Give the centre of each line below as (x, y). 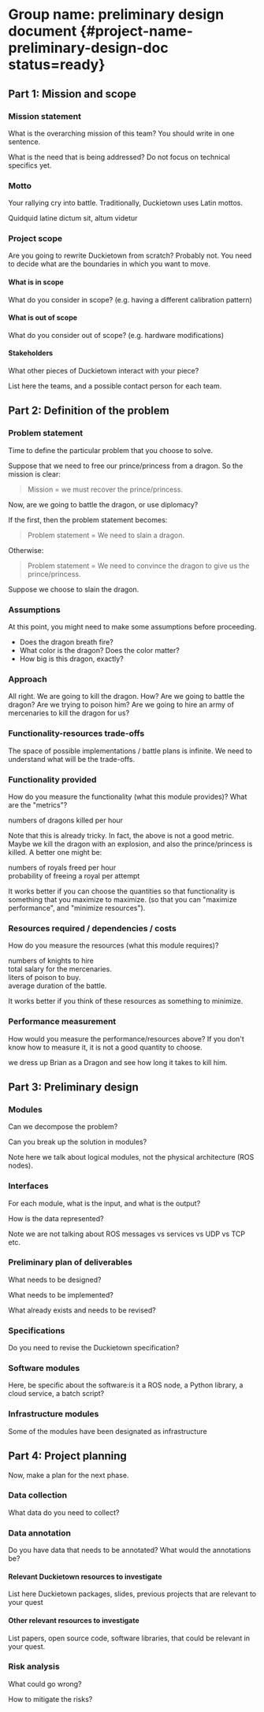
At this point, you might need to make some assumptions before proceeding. (132, 627)
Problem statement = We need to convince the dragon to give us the (138, 566)
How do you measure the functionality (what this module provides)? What (128, 797)
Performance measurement (62, 1022)
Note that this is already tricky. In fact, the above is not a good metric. (121, 835)
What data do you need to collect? (64, 1512)
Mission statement (45, 116)
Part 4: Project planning (68, 1456)
